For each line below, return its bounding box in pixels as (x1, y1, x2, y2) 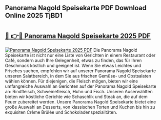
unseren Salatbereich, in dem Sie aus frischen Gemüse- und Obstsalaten (5, 73, 151, 79)
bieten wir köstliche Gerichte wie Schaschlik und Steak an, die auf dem (5, 94, 148, 100)
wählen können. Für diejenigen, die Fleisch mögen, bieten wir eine (5, 78, 138, 84)
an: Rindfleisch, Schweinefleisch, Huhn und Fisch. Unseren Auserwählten (5, 89, 153, 94)
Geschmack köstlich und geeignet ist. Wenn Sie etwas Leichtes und (5, 63, 141, 68)
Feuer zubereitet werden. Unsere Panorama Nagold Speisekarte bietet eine (5, 99, 156, 104)
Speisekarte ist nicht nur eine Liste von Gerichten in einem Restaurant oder (5, 52, 156, 58)
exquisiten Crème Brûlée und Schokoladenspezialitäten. (5, 109, 118, 115)
